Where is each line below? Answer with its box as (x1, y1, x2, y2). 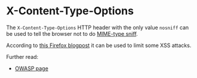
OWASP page (14, 64, 49, 72)
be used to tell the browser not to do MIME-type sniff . (6, 30, 138, 37)
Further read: (6, 53, 39, 60)
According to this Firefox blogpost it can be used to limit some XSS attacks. (6, 42, 192, 49)
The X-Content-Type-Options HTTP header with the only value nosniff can (6, 24, 189, 31)
